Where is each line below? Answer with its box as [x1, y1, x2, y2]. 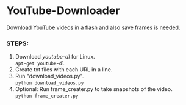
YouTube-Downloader [6, 4, 120, 18]
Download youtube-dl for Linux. [15, 53, 96, 60]
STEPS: [6, 39, 29, 48]
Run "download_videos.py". [15, 73, 84, 80]
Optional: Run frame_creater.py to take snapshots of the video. [15, 85, 173, 93]
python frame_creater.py [15, 93, 79, 100]
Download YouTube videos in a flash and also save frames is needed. [6, 24, 181, 31]
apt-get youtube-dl [15, 60, 65, 67]
